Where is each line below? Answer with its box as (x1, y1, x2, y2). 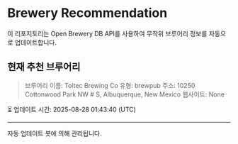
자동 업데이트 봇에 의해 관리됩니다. (7, 129, 102, 138)
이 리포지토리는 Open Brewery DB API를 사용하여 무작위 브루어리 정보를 (7, 29, 208, 38)
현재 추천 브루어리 (7, 61, 81, 73)
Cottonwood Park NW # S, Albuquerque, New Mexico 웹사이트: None (24, 90, 225, 99)
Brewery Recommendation (7, 5, 168, 21)
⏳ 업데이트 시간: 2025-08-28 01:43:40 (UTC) (7, 105, 137, 113)
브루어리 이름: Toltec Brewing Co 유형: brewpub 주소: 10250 (24, 81, 195, 89)
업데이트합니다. (14, 38, 57, 47)
